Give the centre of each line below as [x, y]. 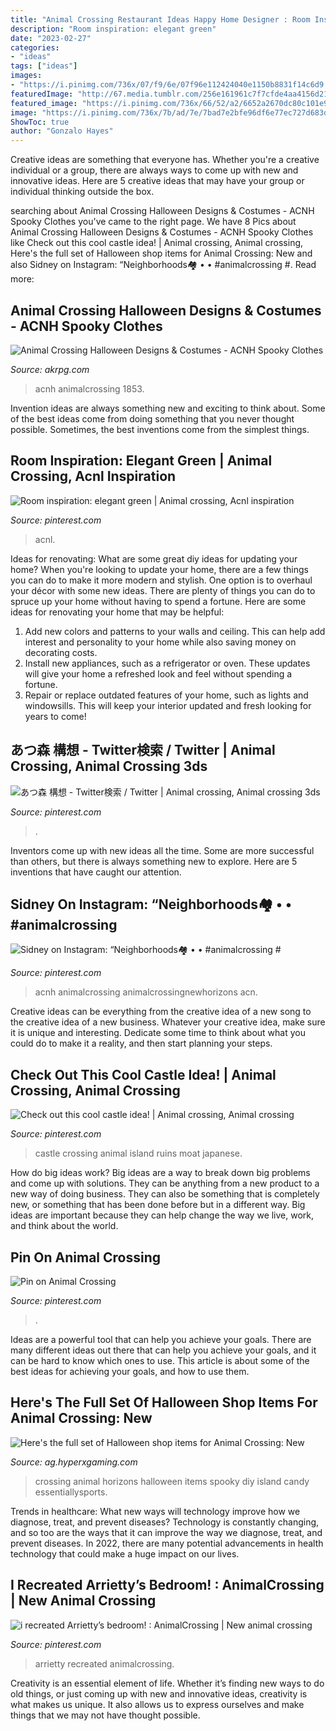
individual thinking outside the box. [82, 192]
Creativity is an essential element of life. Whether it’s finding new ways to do [167, 1683]
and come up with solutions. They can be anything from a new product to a [165, 1183]
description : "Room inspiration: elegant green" [113, 29]
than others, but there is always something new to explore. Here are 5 [154, 861]
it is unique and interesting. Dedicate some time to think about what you [158, 1033]
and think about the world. [64, 1226]
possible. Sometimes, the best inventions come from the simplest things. [160, 429]
